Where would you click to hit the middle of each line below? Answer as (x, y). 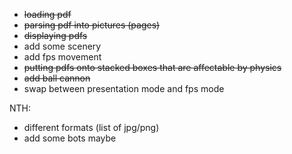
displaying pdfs (55, 35)
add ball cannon (57, 78)
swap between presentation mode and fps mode (124, 88)
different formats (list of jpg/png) (91, 127)
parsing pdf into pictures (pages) (92, 25)
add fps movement (62, 57)
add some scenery (62, 46)
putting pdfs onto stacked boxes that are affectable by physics (152, 67)
